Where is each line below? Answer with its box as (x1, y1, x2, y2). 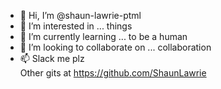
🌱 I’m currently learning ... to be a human (19, 31, 188, 42)
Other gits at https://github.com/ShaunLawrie (19, 67, 207, 79)
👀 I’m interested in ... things (19, 20, 133, 32)
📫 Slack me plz (19, 53, 85, 64)
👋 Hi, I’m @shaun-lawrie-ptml (19, 10, 142, 21)
